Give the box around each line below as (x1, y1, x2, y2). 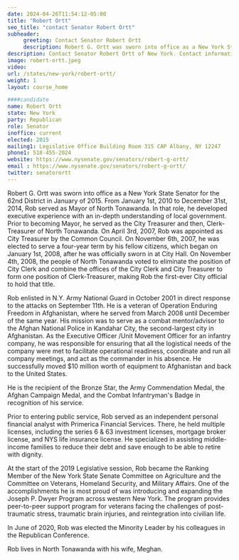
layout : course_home (7, 83, 69, 91)
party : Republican (7, 116, 62, 123)
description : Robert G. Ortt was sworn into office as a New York (23, 44, 224, 51)
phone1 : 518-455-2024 (7, 149, 72, 157)
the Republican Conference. (7, 531, 90, 539)
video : (7, 63, 27, 71)
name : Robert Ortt (7, 103, 62, 111)
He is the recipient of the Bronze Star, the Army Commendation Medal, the (7, 383, 225, 392)
